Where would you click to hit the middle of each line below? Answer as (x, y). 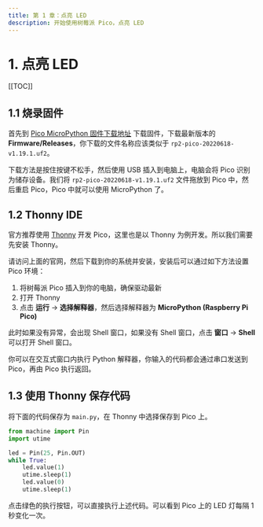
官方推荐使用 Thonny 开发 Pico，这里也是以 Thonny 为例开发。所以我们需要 (131, 235)
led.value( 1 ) (44, 468)
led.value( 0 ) (44, 482)
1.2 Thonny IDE (46, 214)
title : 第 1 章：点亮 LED (47, 15)
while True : (27, 460)
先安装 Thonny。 (35, 245)
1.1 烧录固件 (36, 113)
